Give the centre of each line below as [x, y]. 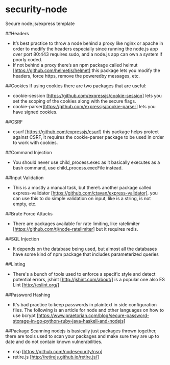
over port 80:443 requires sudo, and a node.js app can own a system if [88, 54]
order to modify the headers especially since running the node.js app [85, 48]
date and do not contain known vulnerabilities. [54, 342]
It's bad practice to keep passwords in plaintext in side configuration [85, 304]
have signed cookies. [35, 112]
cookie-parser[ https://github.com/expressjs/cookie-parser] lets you [84, 106]
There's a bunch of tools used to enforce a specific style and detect [84, 274]
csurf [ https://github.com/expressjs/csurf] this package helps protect [86, 132]
